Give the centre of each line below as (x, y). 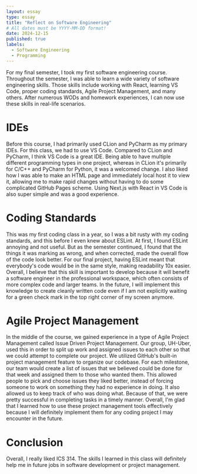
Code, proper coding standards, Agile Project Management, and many (91, 91)
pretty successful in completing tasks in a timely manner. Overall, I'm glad (96, 400)
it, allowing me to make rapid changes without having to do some (85, 181)
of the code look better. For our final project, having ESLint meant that (91, 259)
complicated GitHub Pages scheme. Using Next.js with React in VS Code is (97, 188)
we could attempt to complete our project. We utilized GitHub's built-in (92, 356)
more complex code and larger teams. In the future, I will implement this (93, 285)
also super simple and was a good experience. (63, 194)
